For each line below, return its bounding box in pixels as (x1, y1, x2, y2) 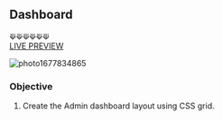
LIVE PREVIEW (9, 40, 64, 51)
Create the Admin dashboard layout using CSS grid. (22, 100, 215, 111)
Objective (9, 80, 53, 92)
